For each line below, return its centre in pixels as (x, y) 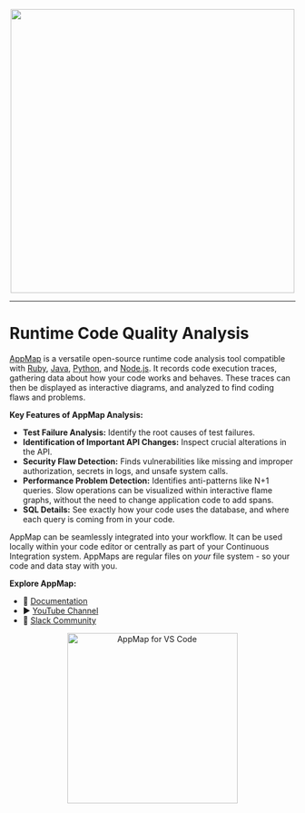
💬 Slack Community (59, 620)
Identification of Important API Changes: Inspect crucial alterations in (155, 441)
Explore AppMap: (43, 583)
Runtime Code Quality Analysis (129, 334)
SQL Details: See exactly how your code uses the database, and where (156, 510)
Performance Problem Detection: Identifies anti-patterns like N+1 (146, 481)
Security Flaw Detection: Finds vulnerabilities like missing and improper (157, 461)
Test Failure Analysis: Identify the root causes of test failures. (139, 432)
